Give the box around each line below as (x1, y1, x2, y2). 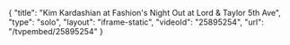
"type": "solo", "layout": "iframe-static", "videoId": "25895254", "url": (8, 17, 264, 27)
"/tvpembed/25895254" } (8, 26, 104, 36)
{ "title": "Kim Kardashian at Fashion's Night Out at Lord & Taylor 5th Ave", (8, 8, 282, 18)
